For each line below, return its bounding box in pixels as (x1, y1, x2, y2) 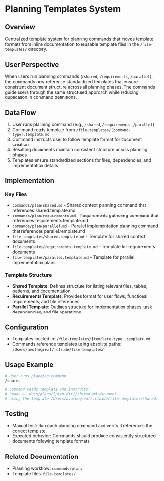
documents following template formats (12, 438, 90, 444)
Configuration (5, 323, 49, 331)
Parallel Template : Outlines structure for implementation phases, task (12, 304, 152, 310)
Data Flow (5, 109, 36, 117)
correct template (12, 428, 46, 434)
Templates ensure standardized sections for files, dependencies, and (12, 157, 151, 163)
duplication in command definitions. (5, 94, 77, 100)
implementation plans (12, 260, 56, 265)
